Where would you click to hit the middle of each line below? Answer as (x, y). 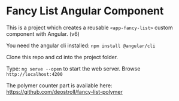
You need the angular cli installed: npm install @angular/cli (81, 45)
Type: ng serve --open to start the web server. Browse (73, 68)
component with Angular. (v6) (43, 33)
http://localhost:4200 (34, 74)
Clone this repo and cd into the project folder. (62, 57)
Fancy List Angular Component (85, 11)
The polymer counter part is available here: (59, 85)
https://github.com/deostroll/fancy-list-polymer (64, 91)
